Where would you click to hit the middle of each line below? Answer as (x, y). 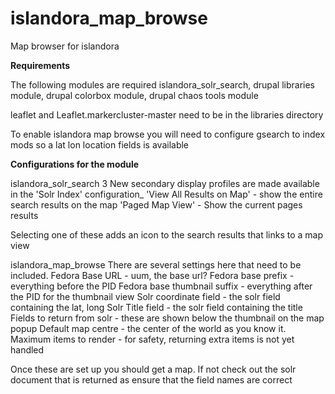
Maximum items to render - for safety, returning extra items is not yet (152, 339)
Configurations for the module (75, 164)
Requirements (40, 65)
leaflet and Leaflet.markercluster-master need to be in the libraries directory (167, 114)
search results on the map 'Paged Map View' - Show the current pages (156, 204)
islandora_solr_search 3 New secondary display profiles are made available (165, 183)
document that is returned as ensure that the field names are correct (151, 379)
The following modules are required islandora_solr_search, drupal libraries (162, 84)
